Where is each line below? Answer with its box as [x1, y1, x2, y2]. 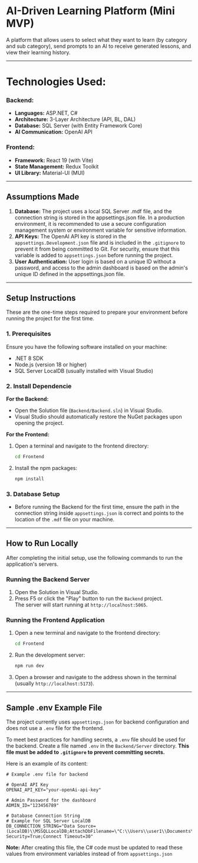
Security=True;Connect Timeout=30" [6, 833, 94, 839]
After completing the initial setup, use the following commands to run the [6, 554, 183, 561]
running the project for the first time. [6, 315, 94, 322]
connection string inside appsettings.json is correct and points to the [14, 510, 184, 517]
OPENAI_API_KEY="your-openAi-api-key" [6, 787, 101, 793]
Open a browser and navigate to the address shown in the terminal [14, 674, 177, 681]
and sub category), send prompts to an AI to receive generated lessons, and [6, 43, 192, 50]
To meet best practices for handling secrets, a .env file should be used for [6, 736, 186, 743]
